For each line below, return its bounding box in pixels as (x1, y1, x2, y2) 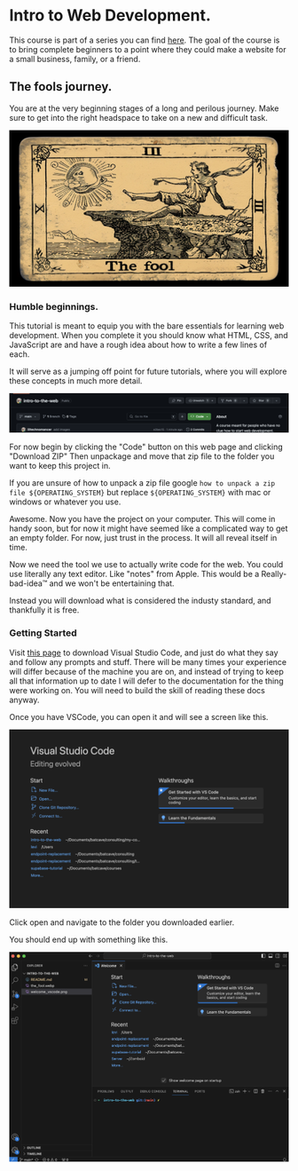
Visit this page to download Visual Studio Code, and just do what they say (9, 647, 278, 658)
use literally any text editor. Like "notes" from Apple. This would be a (9, 569, 260, 580)
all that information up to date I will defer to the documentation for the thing (9, 676, 284, 686)
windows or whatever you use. (9, 496, 122, 507)
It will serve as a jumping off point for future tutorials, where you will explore (9, 366, 287, 377)
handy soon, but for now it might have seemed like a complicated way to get (9, 523, 288, 534)
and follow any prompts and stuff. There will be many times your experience (9, 656, 287, 667)
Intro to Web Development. (9, 5, 211, 26)
